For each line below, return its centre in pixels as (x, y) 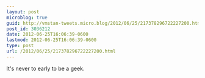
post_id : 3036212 (28, 29)
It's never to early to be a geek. (45, 68)
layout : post (23, 12)
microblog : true (27, 18)
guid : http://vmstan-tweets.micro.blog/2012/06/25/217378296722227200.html (105, 23)
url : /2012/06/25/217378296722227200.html (61, 51)
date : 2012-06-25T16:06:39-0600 (47, 34)
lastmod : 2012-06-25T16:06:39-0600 (52, 40)
